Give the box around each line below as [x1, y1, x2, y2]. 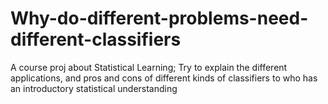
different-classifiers [10, 28, 182, 51]
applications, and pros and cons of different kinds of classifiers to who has [10, 72, 318, 84]
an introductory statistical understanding [10, 82, 178, 94]
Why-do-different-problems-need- [10, 7, 309, 30]
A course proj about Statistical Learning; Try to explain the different [10, 61, 288, 73]
